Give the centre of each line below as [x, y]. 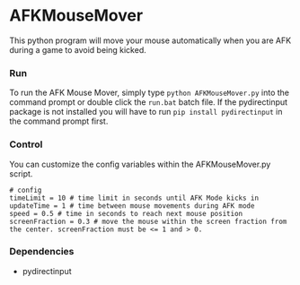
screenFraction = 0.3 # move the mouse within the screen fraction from [148, 221]
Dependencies [42, 252]
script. [21, 173]
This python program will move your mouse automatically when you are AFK [150, 40]
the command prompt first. [59, 121]
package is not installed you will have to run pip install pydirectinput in [146, 112]
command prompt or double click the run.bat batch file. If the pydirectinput [149, 102]
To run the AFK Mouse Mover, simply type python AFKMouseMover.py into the [150, 93]
